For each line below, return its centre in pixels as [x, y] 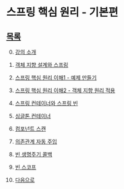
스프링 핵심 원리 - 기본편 [62, 12]
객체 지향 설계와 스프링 [42, 65]
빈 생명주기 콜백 [33, 154]
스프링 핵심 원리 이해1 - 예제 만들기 [56, 78]
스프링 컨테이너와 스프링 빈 [46, 103]
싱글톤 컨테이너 [33, 116]
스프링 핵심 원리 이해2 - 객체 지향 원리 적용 [65, 90]
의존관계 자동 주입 [36, 141]
